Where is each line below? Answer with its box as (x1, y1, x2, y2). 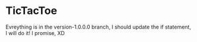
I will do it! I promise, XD (5, 29, 65, 36)
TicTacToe (5, 4, 58, 17)
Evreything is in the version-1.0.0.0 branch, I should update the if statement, (5, 23, 192, 30)
